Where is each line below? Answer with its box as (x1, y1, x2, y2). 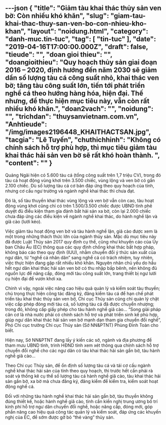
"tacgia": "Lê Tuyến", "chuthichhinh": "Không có (5, 136, 161, 144)
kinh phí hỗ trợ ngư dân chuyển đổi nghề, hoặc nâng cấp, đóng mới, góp (5, 404, 153, 410)
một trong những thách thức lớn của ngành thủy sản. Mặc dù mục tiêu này (5, 233, 157, 240)
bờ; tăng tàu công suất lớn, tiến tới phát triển (5, 81, 145, 90)
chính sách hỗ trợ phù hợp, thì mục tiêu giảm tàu (5, 143, 157, 152)
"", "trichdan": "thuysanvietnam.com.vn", (5, 113, 139, 121)
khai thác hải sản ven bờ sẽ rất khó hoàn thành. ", (5, 151, 160, 160)
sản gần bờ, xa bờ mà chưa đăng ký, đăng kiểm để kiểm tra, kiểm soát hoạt (5, 378, 159, 384)
